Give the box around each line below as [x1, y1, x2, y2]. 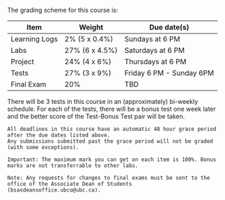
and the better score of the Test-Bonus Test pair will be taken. [7, 112, 185, 121]
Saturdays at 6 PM [124, 45, 185, 55]
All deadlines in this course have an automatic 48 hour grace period [7, 125, 217, 132]
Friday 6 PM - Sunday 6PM [124, 68, 215, 77]
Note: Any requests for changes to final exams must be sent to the [7, 174, 210, 181]
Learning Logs [10, 34, 58, 44]
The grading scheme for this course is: [7, 6, 118, 14]
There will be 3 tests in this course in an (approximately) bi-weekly [7, 98, 199, 105]
